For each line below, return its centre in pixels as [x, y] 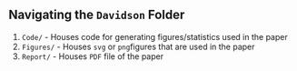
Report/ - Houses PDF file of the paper [93, 56]
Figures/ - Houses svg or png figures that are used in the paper [138, 46]
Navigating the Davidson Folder [97, 15]
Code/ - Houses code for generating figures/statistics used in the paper [154, 36]
